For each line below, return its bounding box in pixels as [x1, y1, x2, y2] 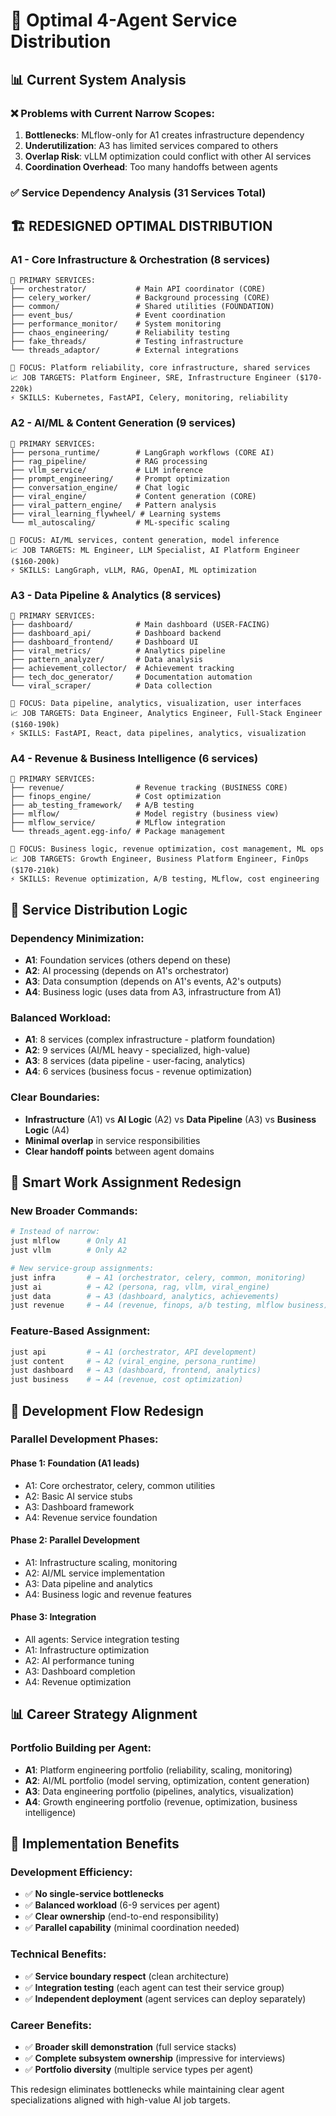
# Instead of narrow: [10, 1227, 101, 1237]
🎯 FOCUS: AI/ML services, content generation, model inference [10, 535, 280, 545]
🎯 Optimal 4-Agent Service [10, 9, 238, 32]
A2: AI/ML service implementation [24, 1567, 165, 1579]
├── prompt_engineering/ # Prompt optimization [10, 474, 230, 484]
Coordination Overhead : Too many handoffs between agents [24, 160, 278, 173]
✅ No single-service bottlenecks [24, 1888, 165, 1900]
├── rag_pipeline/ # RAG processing [10, 456, 208, 466]
